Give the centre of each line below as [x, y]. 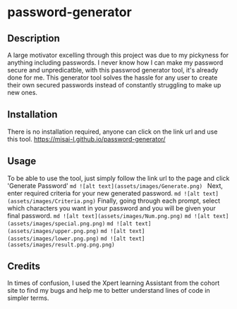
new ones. [22, 93]
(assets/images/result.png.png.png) [61, 245]
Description [34, 38]
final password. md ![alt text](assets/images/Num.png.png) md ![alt [109, 215]
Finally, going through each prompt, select [159, 201]
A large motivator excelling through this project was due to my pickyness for [118, 55]
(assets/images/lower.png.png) [53, 239]
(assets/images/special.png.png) [56, 223]
